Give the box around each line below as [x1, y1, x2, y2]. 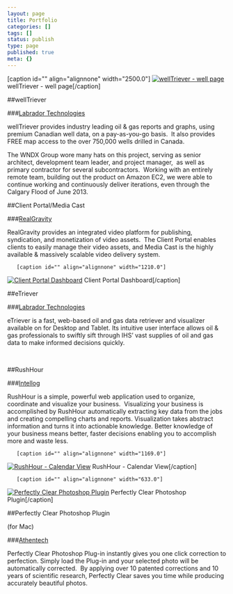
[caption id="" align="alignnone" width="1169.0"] [16, 450, 167, 457]
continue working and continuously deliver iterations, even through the [7, 180, 210, 188]
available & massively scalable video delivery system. [7, 250, 161, 258]
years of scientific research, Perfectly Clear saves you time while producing [7, 571, 225, 579]
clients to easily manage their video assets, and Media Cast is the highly [7, 243, 214, 251]
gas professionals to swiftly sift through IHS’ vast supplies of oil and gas [7, 331, 214, 339]
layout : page [7, 10, 45, 17]
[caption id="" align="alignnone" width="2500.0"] [7, 74, 151, 83]
